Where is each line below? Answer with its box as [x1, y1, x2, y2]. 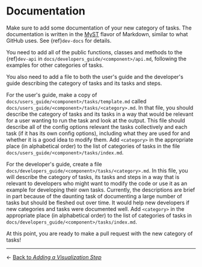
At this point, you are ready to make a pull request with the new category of [6, 230, 193, 237]
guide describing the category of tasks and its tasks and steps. [6, 80, 162, 87]
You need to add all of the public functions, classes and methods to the [6, 48, 183, 55]
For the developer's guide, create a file [6, 160, 102, 168]
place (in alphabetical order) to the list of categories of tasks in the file [6, 142, 180, 149]
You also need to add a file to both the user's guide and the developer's [6, 73, 183, 80]
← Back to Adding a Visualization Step [6, 253, 102, 260]
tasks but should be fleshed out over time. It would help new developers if [6, 199, 189, 206]
